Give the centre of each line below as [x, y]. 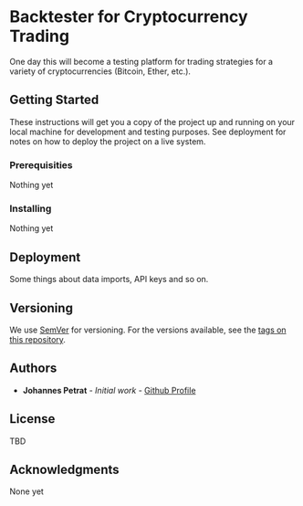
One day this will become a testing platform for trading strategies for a [141, 61]
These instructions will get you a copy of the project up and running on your [152, 121]
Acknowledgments [65, 469]
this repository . [38, 339]
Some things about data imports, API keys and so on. [109, 279]
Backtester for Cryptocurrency [129, 17]
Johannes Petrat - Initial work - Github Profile [109, 390]
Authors [33, 369]
